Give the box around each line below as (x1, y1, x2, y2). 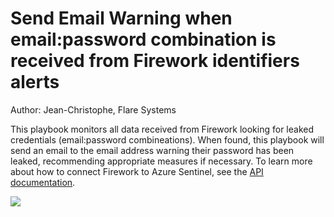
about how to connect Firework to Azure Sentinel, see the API (10, 165, 264, 177)
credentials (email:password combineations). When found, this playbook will (10, 133, 325, 146)
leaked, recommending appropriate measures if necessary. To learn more (10, 155, 313, 167)
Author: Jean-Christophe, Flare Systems (10, 103, 177, 116)
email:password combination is (10, 28, 277, 51)
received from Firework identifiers (10, 50, 300, 72)
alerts (10, 71, 60, 94)
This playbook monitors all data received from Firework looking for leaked (10, 123, 315, 135)
